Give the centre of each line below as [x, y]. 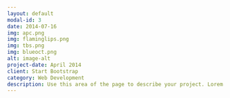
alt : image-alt [29, 59]
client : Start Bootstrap [43, 71]
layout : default [30, 13]
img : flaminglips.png [38, 39]
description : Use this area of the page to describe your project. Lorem [115, 84]
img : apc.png [26, 33]
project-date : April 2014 [44, 65]
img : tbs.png [26, 46]
